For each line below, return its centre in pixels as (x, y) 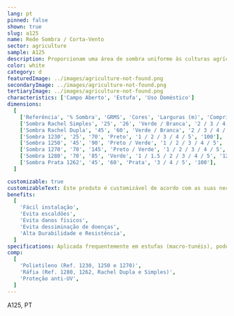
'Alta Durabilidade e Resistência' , (73, 233)
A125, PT (20, 305)
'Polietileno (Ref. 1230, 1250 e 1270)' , (80, 266)
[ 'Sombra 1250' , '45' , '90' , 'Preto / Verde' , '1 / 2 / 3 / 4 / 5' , (121, 143)
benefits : (22, 195)
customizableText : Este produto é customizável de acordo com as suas (112, 188)
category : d (24, 72)
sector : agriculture (37, 46)
